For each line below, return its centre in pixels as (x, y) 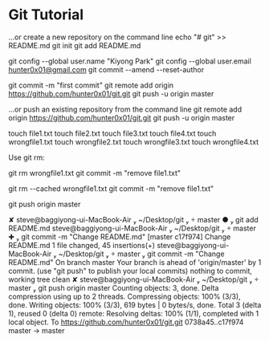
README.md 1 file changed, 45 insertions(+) (82, 245)
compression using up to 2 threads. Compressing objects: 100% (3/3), (124, 296)
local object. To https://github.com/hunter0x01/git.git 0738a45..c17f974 (126, 322)
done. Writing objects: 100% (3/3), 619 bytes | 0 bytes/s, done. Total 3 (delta (135, 305)
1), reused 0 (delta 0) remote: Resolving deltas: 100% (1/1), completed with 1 (134, 313)
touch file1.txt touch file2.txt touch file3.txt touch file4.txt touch (112, 133)
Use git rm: (27, 157)
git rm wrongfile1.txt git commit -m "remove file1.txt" (95, 173)
